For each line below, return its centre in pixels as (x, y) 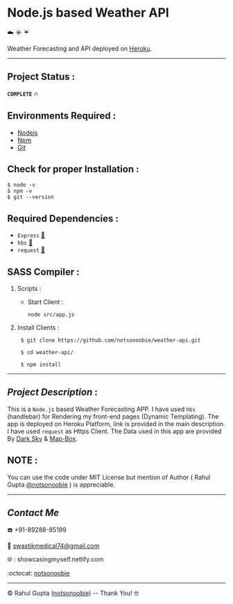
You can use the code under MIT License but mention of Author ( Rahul (109, 477)
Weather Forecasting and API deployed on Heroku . (80, 48)
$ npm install (41, 364)
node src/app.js (51, 314)
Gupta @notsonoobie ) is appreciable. (61, 485)
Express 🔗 (31, 235)
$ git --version (31, 197)
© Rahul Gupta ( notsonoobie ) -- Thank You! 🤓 (73, 593)
